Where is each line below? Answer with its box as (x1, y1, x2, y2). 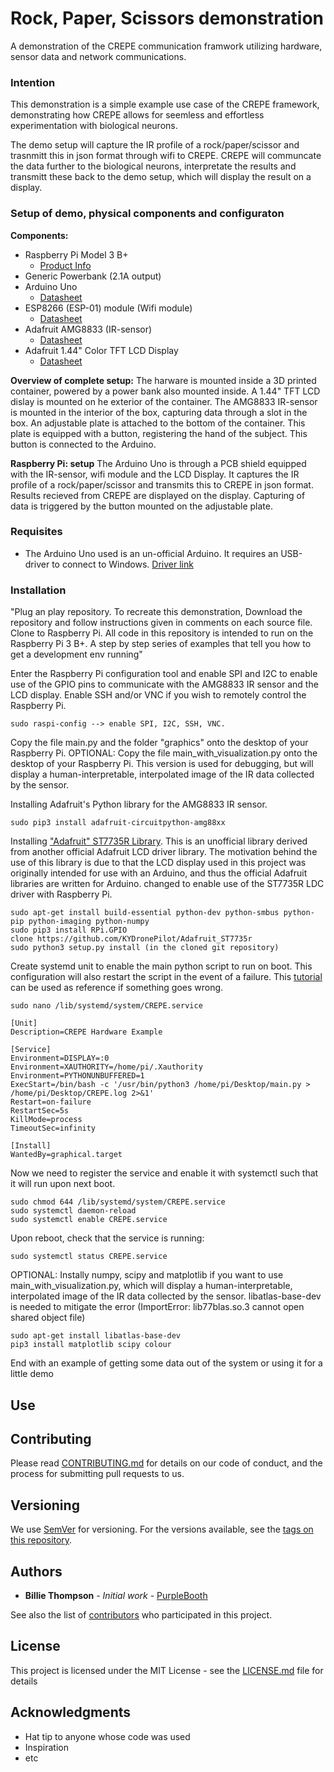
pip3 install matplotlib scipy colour (10, 1340, 172, 1350)
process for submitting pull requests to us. (10, 1468, 185, 1480)
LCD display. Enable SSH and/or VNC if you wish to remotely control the (10, 689, 307, 701)
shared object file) (10, 1312, 86, 1324)
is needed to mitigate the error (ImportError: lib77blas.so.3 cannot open (10, 1301, 305, 1313)
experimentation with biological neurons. (10, 120, 178, 132)
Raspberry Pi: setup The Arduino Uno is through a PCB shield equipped (10, 457, 307, 469)
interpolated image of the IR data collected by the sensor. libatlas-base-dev (10, 1290, 322, 1302)
